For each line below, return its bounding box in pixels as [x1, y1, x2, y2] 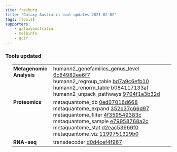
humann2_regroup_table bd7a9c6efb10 [53, 78, 150, 85]
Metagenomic [13, 65, 48, 72]
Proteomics [13, 98, 42, 105]
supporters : [5, 21, 30, 27]
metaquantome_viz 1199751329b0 [53, 130, 139, 137]
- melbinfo [14, 31, 38, 36]
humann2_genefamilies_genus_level [53, 65, 139, 72]
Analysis [13, 71, 35, 79]
